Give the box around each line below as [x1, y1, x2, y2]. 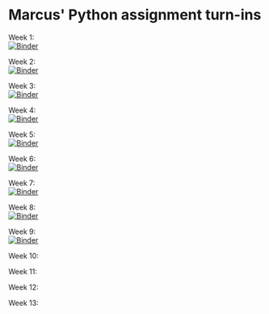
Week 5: [8, 129, 36, 139]
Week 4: [8, 105, 36, 115]
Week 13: [8, 298, 39, 308]
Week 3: [8, 81, 36, 91]
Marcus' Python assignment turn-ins [8, 6, 262, 24]
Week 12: [8, 282, 39, 292]
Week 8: [8, 202, 36, 212]
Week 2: [8, 57, 36, 66]
